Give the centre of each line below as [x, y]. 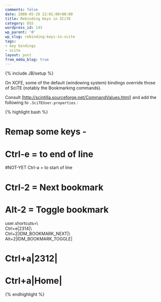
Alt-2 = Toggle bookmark [57, 210]
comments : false [21, 10]
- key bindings [20, 46]
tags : [10, 41]
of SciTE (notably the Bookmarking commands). [53, 88]
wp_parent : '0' [20, 32]
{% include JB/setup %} [29, 73]
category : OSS [20, 23]
